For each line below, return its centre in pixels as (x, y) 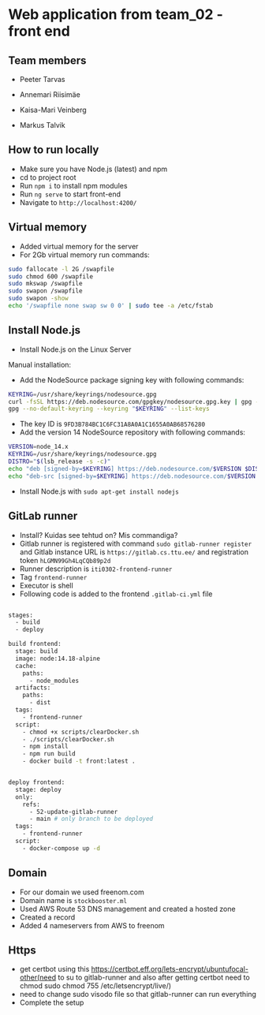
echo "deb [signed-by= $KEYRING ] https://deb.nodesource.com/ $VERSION (125, 468)
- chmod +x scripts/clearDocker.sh (81, 732)
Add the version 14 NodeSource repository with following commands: (132, 432)
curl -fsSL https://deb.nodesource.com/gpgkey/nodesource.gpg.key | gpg (130, 401)
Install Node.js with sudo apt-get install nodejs (99, 491)
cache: (26, 666)
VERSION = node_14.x (38, 447)
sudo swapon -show (38, 299)
